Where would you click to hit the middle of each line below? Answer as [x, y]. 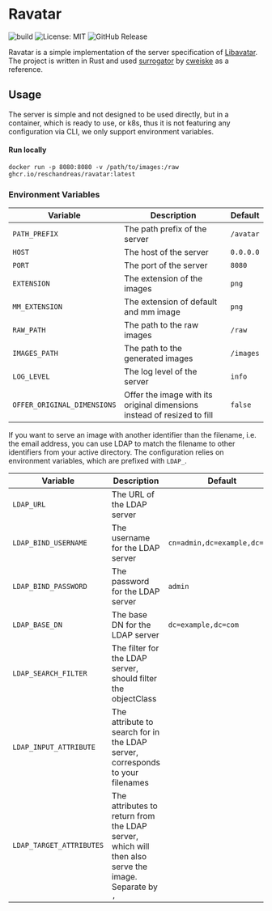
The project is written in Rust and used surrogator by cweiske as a [119, 61]
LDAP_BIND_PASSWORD [50, 587]
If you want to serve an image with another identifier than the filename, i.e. [132, 435]
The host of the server [166, 252]
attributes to [135, 806]
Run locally [28, 150]
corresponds [136, 763]
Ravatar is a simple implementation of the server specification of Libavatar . [133, 52]
